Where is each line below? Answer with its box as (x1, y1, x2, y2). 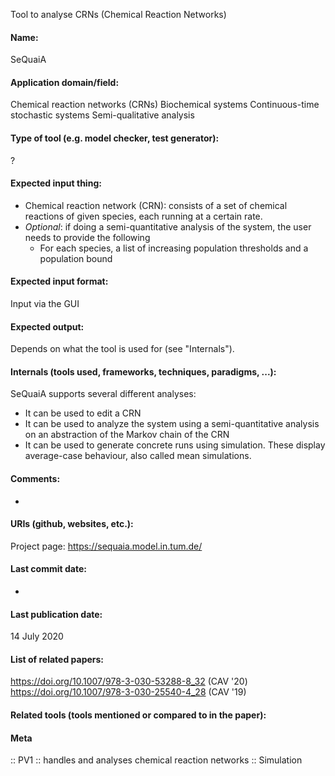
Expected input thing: (10, 177, 102, 189)
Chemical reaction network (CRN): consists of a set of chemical (24, 199, 288, 211)
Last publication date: (10, 608, 103, 620)
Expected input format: (10, 275, 109, 288)
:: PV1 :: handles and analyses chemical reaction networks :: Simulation (10, 754, 303, 766)
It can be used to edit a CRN (24, 407, 142, 419)
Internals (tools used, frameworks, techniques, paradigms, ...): (10, 365, 277, 378)
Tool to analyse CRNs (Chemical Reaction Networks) (10, 9, 227, 20)
